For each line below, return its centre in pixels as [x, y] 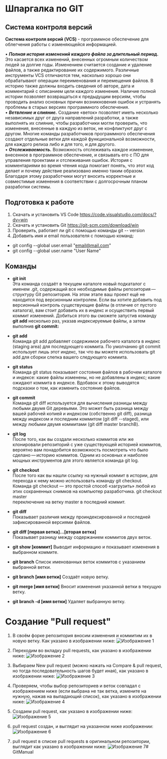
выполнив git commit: [36, 326]
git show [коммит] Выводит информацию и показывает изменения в [86, 547]
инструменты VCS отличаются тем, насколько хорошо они [68, 75]
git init [19, 278]
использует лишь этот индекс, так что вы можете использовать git [84, 352]
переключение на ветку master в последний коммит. [69, 502]
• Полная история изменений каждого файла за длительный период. [82, 54]
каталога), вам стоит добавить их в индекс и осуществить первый [83, 310]
